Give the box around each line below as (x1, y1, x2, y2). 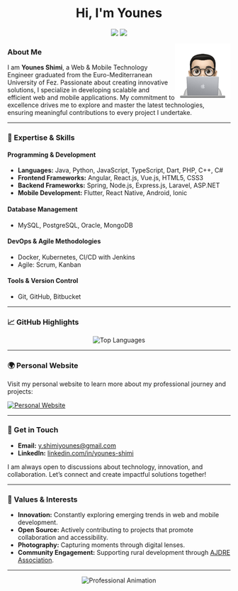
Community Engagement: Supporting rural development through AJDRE (17, 548, 231, 557)
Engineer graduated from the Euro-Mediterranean (7, 71, 153, 79)
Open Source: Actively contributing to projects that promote (17, 526, 193, 534)
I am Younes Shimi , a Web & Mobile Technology (7, 63, 148, 72)
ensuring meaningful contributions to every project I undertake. (7, 109, 193, 117)
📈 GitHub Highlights (7, 317, 79, 327)
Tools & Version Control (7, 277, 79, 285)
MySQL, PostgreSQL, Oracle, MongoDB (17, 221, 133, 229)
